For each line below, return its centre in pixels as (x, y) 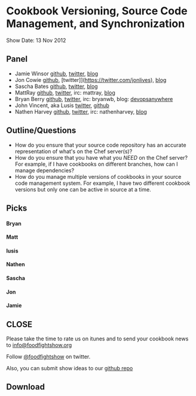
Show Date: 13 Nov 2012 (36, 40)
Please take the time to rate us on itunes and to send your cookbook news (97, 339)
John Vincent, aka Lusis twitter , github (62, 105)
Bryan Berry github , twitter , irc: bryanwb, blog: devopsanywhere (94, 99)
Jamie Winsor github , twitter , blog (56, 74)
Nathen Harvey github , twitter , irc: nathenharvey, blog (81, 111)
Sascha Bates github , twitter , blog (56, 86)
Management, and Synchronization (96, 24)
